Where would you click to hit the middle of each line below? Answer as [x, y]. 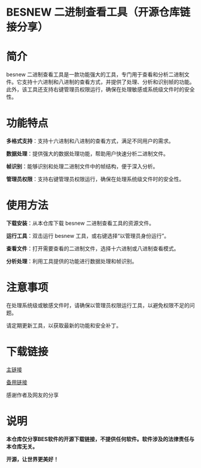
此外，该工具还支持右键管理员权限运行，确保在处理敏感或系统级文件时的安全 [100, 90]
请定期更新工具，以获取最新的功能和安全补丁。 [64, 325]
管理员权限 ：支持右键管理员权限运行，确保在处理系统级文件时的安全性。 [95, 179]
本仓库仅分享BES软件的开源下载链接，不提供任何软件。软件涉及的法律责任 [98, 439]
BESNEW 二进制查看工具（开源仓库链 [98, 12]
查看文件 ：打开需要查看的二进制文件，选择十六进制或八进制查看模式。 [93, 248]
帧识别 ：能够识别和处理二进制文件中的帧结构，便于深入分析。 [82, 166]
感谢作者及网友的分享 [32, 394]
